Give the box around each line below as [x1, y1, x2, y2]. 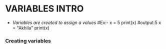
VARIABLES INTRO [5, 3, 84, 14]
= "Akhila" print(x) [12, 24, 50, 30]
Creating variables [5, 37, 51, 44]
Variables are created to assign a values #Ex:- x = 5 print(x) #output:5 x [12, 19, 161, 25]
